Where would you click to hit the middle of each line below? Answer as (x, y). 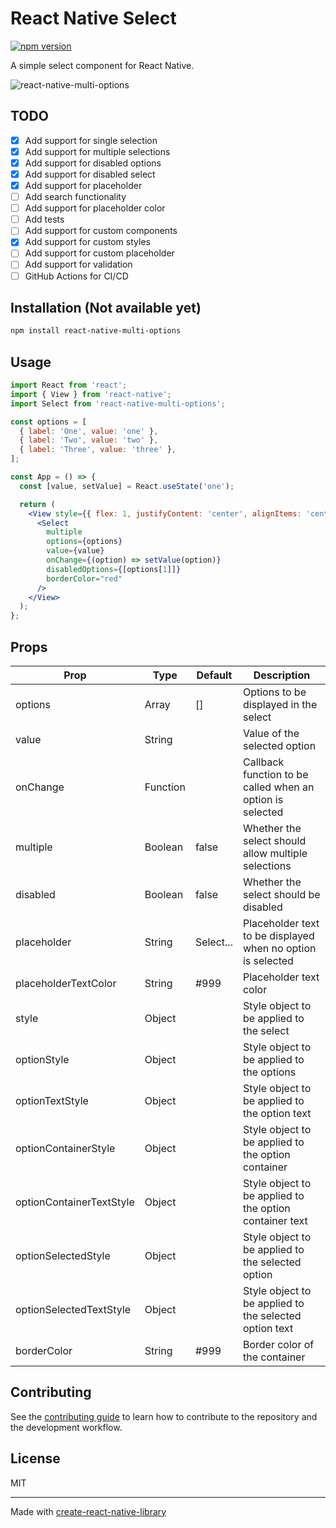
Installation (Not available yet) (106, 307)
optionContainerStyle (65, 1148)
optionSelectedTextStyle (73, 1309)
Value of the (271, 733)
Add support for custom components (101, 231)
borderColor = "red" (84, 578)
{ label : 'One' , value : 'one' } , (89, 431)
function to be (275, 774)
